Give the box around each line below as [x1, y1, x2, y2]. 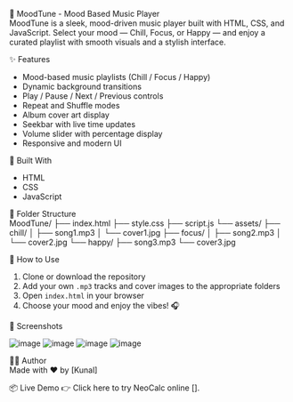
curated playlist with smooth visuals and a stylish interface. [9, 36, 226, 47]
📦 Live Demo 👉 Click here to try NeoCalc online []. [9, 382, 200, 393]
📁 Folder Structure [9, 209, 77, 219]
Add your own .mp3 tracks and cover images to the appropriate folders [21, 281, 281, 291]
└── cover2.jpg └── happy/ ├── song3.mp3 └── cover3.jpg [9, 237, 236, 247]
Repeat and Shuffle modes [21, 100, 120, 110]
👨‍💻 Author [9, 356, 47, 366]
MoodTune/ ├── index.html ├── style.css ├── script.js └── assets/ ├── [9, 218, 281, 229]
